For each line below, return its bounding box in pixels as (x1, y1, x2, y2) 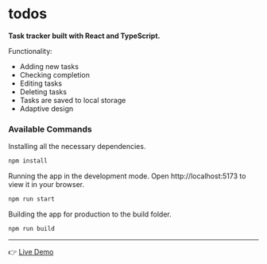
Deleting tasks (19, 86, 68, 96)
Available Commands (8, 124, 93, 135)
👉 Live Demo (8, 247, 54, 256)
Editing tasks (19, 78, 62, 88)
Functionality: (8, 46, 53, 55)
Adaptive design (19, 104, 74, 113)
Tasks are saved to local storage (19, 95, 126, 105)
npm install (8, 157, 48, 165)
